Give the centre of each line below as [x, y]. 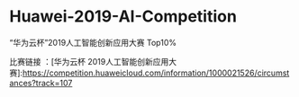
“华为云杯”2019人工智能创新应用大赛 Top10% [93, 42]
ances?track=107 [41, 83]
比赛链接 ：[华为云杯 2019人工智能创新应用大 [93, 61]
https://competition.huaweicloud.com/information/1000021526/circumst [156, 73]
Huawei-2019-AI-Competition [123, 17]
